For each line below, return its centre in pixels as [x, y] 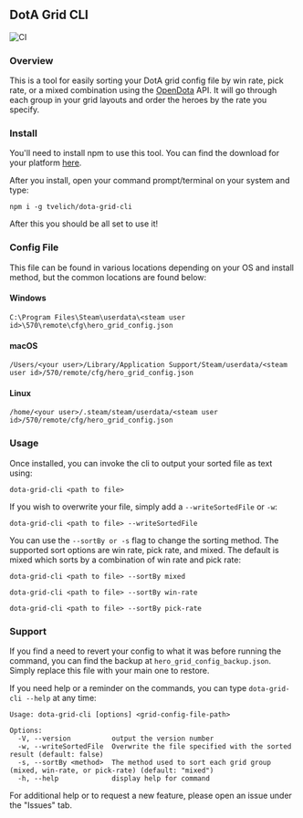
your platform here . [46, 163]
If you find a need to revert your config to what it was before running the [145, 651]
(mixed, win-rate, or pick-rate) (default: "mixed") [112, 771]
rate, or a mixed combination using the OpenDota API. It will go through [143, 90]
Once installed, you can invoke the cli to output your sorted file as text [141, 463]
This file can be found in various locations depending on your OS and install [152, 267]
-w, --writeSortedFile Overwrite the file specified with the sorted [155, 746]
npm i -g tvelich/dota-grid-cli [71, 207]
